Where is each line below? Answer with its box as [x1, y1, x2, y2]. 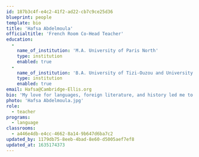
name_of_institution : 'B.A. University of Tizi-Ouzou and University [17, 70, 194, 76]
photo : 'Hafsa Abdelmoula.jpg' [6, 97, 84, 103]
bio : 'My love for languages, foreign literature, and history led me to [6, 92, 194, 98]
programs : [6, 114, 31, 120]
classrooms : [6, 125, 36, 131]
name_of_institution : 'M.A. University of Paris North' [17, 48, 159, 54]
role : [6, 103, 20, 109]
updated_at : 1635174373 [6, 141, 66, 148]
